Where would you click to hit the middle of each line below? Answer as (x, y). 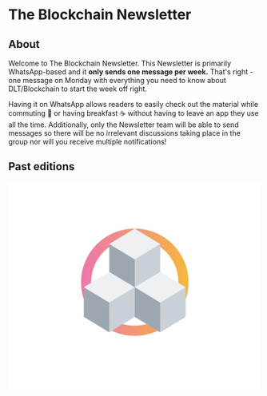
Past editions (42, 166)
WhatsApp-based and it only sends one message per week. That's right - (131, 72)
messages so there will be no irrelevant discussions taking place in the (125, 133)
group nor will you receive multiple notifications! (88, 142)
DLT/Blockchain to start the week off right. (78, 89)
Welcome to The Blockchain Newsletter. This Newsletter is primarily (120, 63)
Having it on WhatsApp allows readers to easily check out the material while (133, 104)
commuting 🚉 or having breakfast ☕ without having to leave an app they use (133, 113)
